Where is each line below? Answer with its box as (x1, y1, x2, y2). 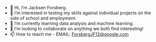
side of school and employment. (10, 15, 77, 21)
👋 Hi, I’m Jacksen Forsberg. (10, 5, 67, 10)
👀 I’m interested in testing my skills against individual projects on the (10, 10, 151, 16)
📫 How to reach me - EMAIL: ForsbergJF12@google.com (10, 31, 129, 37)
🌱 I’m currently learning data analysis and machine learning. (10, 20, 134, 26)
